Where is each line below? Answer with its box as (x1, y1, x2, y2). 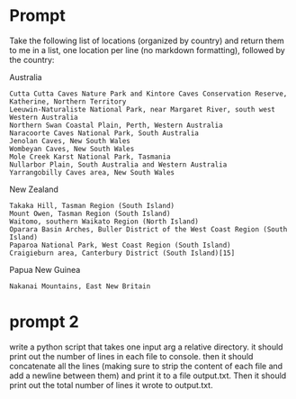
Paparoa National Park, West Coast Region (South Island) (9, 240, 231, 249)
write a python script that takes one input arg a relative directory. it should (9, 341, 283, 352)
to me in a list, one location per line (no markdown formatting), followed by (9, 44, 285, 55)
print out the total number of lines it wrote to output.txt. (9, 379, 213, 390)
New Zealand (9, 184, 58, 195)
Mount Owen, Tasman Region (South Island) (9, 209, 171, 218)
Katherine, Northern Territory (9, 96, 127, 106)
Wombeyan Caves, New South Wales (9, 144, 135, 153)
